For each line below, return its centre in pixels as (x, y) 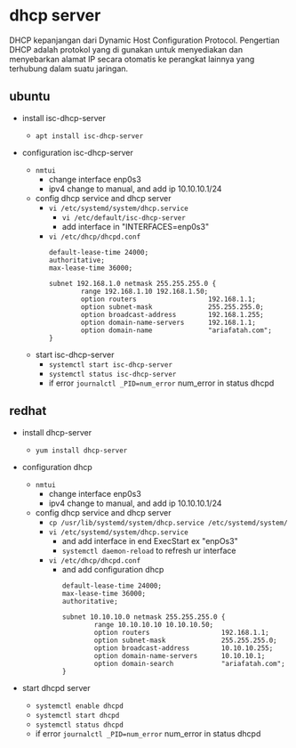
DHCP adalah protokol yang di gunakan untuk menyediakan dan (126, 49)
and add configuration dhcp (113, 569)
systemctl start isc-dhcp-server (111, 365)
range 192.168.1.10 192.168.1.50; (144, 291)
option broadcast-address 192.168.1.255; (172, 314)
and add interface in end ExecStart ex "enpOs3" (150, 541)
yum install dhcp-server (81, 451)
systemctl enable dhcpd (80, 706)
